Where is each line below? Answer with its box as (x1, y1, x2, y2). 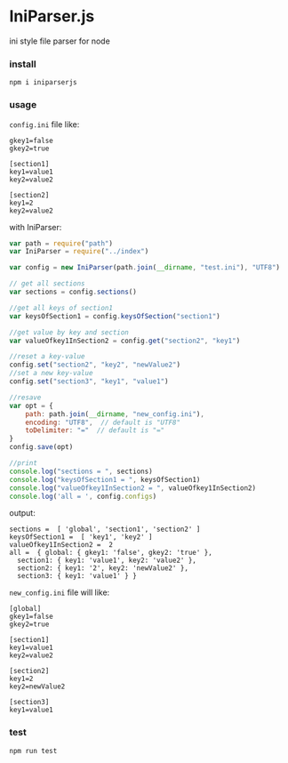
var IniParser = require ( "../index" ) (9, 247, 149, 256)
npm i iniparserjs (9, 78, 77, 87)
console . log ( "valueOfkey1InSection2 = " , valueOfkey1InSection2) (9, 483, 256, 493)
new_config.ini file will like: (9, 587, 110, 598)
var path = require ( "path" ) (9, 238, 114, 248)
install (9, 58, 37, 70)
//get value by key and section (9, 327, 129, 337)
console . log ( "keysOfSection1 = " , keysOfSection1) (9, 475, 201, 484)
